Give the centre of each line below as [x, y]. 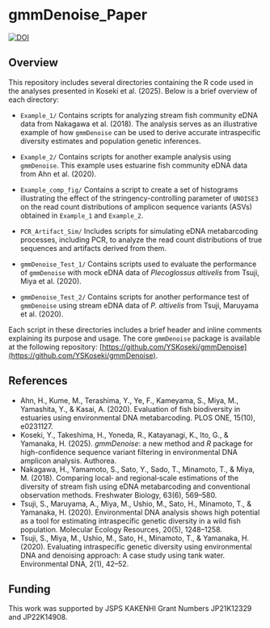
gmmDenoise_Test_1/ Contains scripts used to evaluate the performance [138, 264]
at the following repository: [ [55, 346]
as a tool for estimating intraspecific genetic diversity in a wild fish [130, 520]
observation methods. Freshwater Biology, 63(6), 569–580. [118, 494]
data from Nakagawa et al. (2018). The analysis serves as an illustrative [139, 124]
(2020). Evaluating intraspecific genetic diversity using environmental [136, 546]
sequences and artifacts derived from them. [93, 248]
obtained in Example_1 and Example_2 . [82, 215]
